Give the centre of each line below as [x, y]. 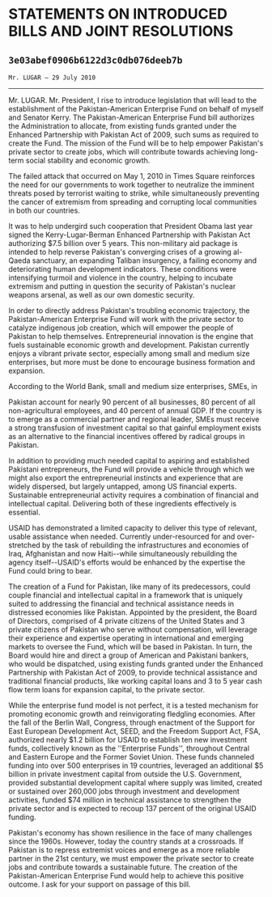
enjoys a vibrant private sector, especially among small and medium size [129, 353]
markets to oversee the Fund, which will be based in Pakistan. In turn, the [130, 647]
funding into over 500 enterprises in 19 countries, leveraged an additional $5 [136, 766]
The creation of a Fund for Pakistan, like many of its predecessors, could [130, 586]
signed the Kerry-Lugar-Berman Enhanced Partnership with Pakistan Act [130, 235]
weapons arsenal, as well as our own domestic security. [102, 295]
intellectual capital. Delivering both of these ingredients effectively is [123, 504]
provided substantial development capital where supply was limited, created [136, 783]
